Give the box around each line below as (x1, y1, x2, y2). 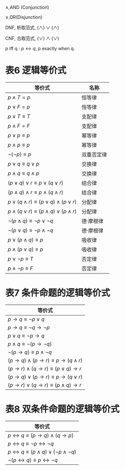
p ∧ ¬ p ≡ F (8, 264, 33, 271)
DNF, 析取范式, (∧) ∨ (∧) (5, 25, 59, 30)
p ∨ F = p (8, 103, 30, 110)
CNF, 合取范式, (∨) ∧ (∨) (5, 35, 59, 41)
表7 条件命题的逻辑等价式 (5, 287, 110, 299)
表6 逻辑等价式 (5, 65, 67, 76)
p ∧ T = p (8, 94, 30, 101)
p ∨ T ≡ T (8, 112, 30, 120)
